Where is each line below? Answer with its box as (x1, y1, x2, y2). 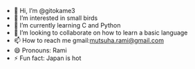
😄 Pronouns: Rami (13, 46, 67, 55)
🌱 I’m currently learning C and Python (13, 21, 121, 29)
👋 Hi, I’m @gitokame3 (13, 7, 75, 14)
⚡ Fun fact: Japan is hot (13, 54, 82, 62)
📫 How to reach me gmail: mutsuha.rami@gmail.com (13, 37, 165, 44)
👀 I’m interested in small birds (13, 14, 98, 22)
